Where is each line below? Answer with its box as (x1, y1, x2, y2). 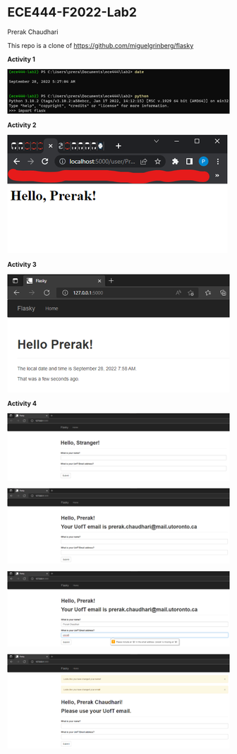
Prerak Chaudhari (7, 28, 59, 36)
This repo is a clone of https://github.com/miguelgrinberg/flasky (7, 41, 194, 49)
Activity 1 (7, 54, 35, 64)
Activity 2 (7, 121, 37, 129)
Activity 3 (7, 260, 37, 268)
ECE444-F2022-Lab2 (7, 4, 138, 20)
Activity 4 (7, 400, 37, 408)
